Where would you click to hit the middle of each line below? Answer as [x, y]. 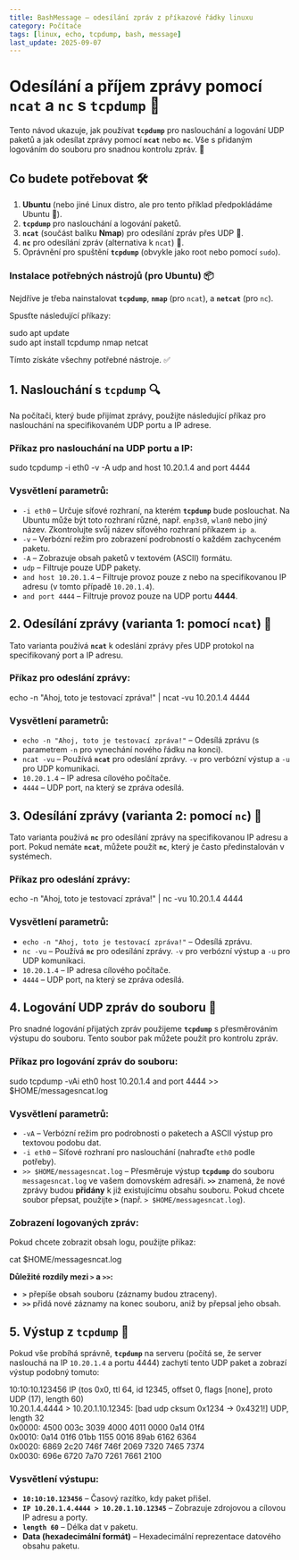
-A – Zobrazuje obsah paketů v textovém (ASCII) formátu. [127, 558]
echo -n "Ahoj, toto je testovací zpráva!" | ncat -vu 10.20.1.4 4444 [130, 697]
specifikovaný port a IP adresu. [66, 655]
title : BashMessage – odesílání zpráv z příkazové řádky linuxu [131, 17]
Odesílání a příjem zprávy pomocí [136, 87]
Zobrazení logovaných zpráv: [74, 1222]
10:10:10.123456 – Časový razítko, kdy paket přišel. [116, 1498]
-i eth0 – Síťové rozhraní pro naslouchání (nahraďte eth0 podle [139, 1152]
